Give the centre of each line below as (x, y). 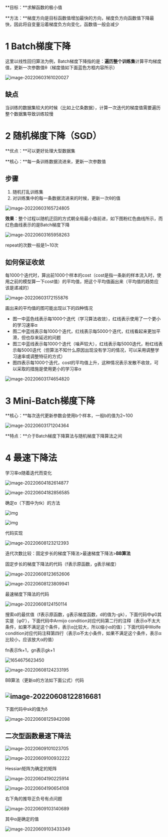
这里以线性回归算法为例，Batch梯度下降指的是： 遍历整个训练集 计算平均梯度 (83, 61)
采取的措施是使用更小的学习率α (49, 369)
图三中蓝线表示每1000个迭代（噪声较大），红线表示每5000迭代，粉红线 (85, 344)
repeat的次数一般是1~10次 (32, 245)
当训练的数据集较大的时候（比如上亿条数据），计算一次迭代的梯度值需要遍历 (83, 107)
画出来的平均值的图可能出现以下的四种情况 (49, 308)
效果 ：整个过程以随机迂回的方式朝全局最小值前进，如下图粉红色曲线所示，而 (84, 218)
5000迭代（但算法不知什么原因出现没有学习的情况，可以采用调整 (88, 350)
